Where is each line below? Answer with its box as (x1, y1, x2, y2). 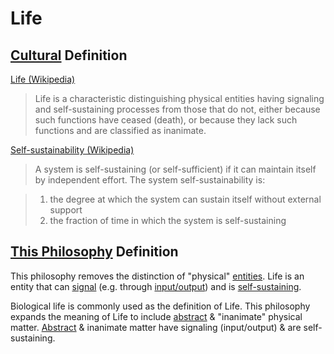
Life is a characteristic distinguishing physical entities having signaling (34, 93, 325, 104)
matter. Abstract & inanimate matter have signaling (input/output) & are (10, 321, 302, 333)
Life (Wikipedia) (10, 73, 76, 85)
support (49, 204, 83, 216)
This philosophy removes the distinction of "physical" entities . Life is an (10, 270, 305, 282)
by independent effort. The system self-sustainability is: (34, 174, 266, 186)
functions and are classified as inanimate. (34, 125, 207, 136)
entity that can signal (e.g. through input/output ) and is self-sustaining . (10, 280, 302, 292)
